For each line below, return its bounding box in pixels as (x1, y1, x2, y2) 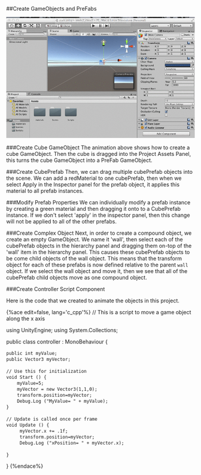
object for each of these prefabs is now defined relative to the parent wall (6, 261, 188, 268)
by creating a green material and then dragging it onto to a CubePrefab (6, 206, 181, 213)
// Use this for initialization (6, 369, 87, 375)
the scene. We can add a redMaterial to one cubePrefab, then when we (6, 174, 182, 182)
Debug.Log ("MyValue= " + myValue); (17, 399, 109, 404)
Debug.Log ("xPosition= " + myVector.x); (19, 440, 124, 446)
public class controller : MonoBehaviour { (6, 338, 108, 345)
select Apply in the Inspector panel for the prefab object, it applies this (6, 181, 180, 188)
